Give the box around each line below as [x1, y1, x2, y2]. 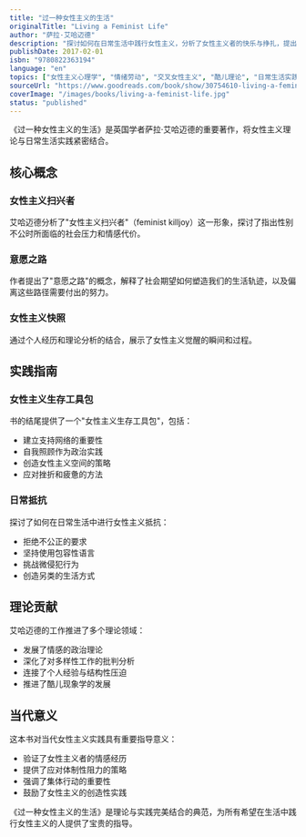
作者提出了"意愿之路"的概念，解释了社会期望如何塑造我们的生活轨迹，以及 [9, 275, 289, 287]
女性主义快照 [9, 311, 66, 324]
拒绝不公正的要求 [22, 536, 87, 546]
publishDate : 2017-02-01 [9, 47, 104, 56]
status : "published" [9, 97, 88, 107]
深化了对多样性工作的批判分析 [22, 656, 135, 667]
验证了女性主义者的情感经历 [22, 753, 127, 764]
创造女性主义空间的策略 [22, 457, 111, 469]
